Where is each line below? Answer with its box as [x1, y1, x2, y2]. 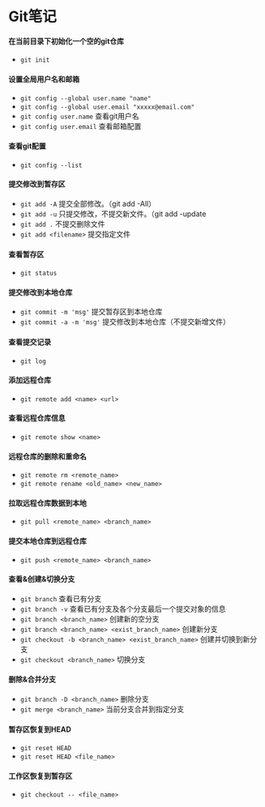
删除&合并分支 [8, 674, 57, 685]
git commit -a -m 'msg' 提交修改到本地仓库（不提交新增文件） [19, 317, 231, 327]
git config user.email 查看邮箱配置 [19, 121, 142, 130]
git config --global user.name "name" [19, 94, 152, 102]
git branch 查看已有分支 [19, 593, 102, 604]
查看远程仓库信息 [8, 413, 66, 423]
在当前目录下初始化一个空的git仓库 [8, 36, 124, 45]
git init [19, 56, 50, 65]
